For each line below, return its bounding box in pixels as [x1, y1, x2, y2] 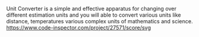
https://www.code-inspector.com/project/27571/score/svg [6, 24, 151, 31]
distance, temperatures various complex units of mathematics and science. [6, 18, 193, 24]
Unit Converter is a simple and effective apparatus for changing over [6, 5, 177, 12]
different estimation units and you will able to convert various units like [6, 11, 182, 18]
